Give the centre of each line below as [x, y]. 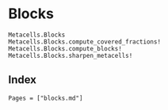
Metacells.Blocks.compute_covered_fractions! [84, 42]
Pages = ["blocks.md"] [46, 98]
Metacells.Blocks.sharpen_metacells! [71, 55]
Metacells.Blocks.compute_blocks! [65, 48]
